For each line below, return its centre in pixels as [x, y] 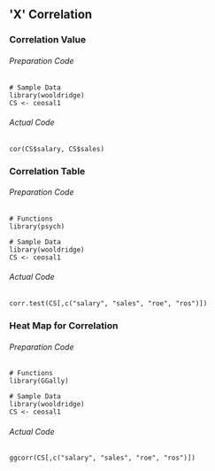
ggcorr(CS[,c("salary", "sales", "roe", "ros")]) [103, 458]
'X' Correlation [51, 15]
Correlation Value [48, 40]
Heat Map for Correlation [64, 325]
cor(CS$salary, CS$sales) [57, 149]
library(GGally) [39, 381]
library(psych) [37, 226]
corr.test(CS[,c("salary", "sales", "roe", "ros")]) [108, 304]
